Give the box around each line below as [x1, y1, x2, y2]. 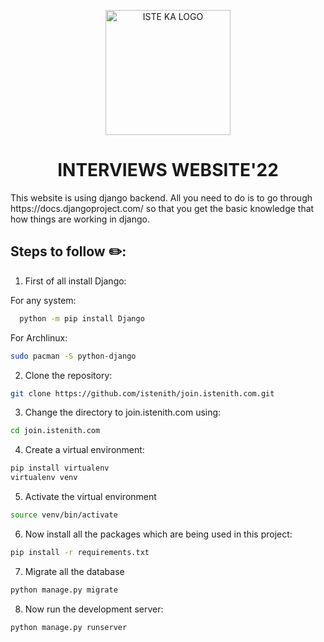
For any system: [10, 294, 77, 306]
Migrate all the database [24, 565, 125, 577]
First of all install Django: [24, 275, 127, 287]
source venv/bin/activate [10, 510, 118, 520]
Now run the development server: [24, 603, 164, 615]
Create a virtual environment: [24, 444, 145, 456]
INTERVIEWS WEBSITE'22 [57, 159, 279, 182]
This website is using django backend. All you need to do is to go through [10, 191, 313, 204]
